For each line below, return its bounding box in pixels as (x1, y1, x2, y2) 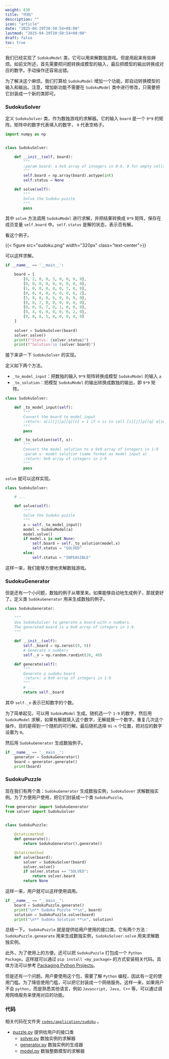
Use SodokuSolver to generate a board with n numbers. (14, 620, 132, 625)
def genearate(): (14, 836, 51, 841)
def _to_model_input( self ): (14, 405, 73, 410)
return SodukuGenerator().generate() (23, 841, 102, 846)
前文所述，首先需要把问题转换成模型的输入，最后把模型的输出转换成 (18, 61, 159, 67)
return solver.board (32, 874, 75, 879)
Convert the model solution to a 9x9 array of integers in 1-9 (23, 447, 158, 452)
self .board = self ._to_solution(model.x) (32, 541, 121, 546)
